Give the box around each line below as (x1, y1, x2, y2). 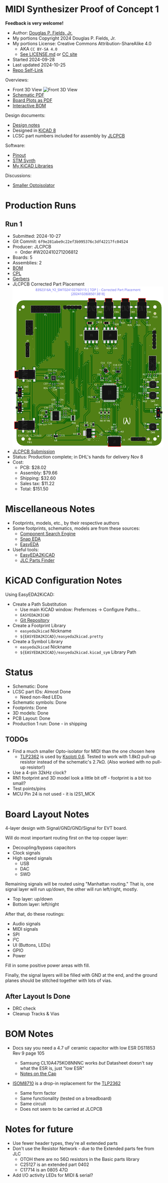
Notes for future (5, 1124, 74, 1135)
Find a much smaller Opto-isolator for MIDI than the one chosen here (12, 749, 155, 755)
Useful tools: (12, 546, 39, 552)
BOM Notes (5, 1028, 54, 1040)
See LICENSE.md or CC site (20, 51, 78, 57)
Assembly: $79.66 (20, 470, 58, 476)
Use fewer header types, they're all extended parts (12, 1140, 118, 1146)
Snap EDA (20, 536, 41, 542)
